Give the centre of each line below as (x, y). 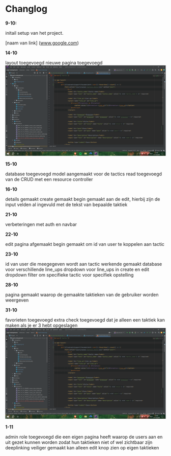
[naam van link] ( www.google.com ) (42, 43)
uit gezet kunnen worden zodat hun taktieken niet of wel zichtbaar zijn (79, 442)
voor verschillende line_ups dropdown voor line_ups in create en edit (77, 269)
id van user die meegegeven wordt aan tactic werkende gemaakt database (84, 264)
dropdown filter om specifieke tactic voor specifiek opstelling (69, 275)
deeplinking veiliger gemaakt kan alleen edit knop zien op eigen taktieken (82, 447)
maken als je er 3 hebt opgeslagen (41, 326)
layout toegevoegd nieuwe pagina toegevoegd (54, 62)
